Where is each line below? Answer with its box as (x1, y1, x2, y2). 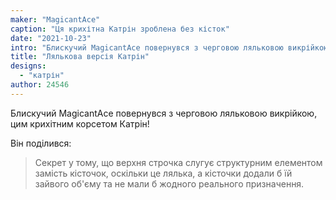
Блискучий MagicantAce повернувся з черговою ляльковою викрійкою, (10, 107, 318, 119)
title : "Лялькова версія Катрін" (10, 52, 150, 62)
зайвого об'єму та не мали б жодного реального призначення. (34, 177, 305, 190)
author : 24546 (10, 80, 70, 90)
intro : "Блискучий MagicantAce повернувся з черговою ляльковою (10, 42, 284, 53)
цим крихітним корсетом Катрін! (10, 117, 150, 130)
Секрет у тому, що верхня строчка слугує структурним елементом (34, 156, 323, 168)
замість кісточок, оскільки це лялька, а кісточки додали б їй (34, 167, 293, 179)
